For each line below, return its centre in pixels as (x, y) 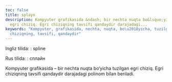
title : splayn (20, 15)
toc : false (17, 10)
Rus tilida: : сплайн (25, 58)
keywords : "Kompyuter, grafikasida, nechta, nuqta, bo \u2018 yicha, (79, 29)
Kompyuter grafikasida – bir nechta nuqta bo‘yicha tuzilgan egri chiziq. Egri (84, 68)
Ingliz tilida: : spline (26, 48)
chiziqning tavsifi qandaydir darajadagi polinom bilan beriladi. (70, 74)
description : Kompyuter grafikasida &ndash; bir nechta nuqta (73, 19)
